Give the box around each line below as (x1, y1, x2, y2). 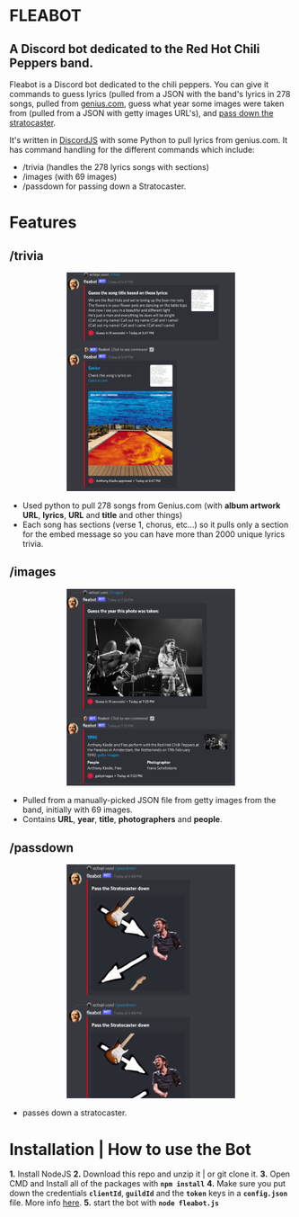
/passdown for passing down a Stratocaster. (22, 181, 187, 192)
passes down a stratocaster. (22, 1107, 128, 1118)
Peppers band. (9, 55, 94, 70)
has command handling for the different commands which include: (9, 145, 255, 155)
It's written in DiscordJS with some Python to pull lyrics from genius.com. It (9, 135, 288, 145)
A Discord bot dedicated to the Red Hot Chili (9, 41, 260, 57)
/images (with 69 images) (22, 172, 118, 182)
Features (9, 212, 77, 233)
